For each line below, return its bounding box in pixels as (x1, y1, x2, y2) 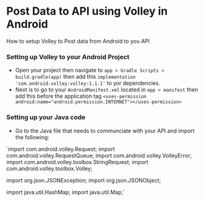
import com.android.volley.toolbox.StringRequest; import (6, 158, 149, 165)
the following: (15, 133, 50, 141)
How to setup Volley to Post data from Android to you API (6, 37, 150, 45)
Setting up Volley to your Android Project (6, 52, 130, 61)
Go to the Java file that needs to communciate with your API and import (15, 127, 195, 134)
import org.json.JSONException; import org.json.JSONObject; (6, 176, 161, 184)
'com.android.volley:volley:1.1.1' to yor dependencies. (15, 79, 160, 87)
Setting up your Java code (6, 113, 86, 121)
